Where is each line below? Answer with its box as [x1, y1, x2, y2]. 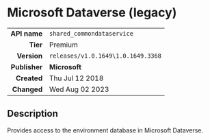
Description [7, 108, 58, 119]
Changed [12, 84, 43, 94]
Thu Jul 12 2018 [49, 73, 104, 83]
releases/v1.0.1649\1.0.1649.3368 [49, 51, 162, 60]
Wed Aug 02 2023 [49, 84, 109, 94]
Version [16, 51, 43, 60]
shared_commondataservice [49, 30, 133, 37]
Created [16, 73, 43, 83]
